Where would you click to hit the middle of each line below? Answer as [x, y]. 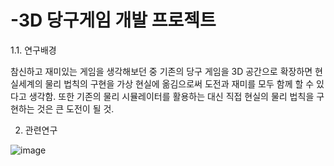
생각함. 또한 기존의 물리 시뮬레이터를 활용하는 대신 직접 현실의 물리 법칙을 [171, 96]
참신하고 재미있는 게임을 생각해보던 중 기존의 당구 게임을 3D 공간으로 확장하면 [161, 71]
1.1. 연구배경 [33, 50]
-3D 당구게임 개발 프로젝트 [113, 20]
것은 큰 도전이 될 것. [75, 108]
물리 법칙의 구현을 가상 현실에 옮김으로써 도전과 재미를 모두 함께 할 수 [179, 83]
